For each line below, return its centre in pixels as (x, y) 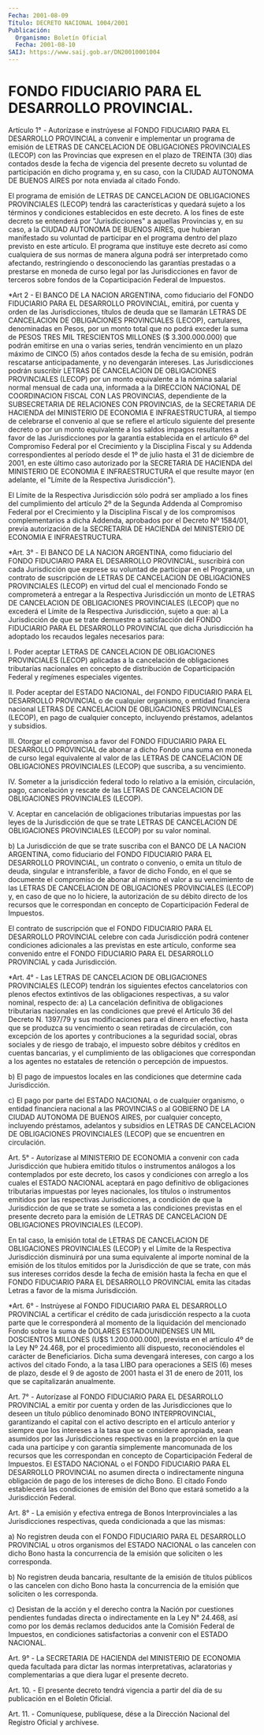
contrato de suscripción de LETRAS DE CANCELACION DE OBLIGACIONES (129, 577)
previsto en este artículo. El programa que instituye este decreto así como (128, 246)
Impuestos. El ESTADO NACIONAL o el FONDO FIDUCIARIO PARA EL (119, 1464)
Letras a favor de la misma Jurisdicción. (73, 1290)
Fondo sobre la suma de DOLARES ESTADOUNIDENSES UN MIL (112, 1331)
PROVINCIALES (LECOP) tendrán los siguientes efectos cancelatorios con (128, 986)
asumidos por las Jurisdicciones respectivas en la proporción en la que (124, 1439)
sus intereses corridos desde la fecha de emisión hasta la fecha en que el (128, 1273)
